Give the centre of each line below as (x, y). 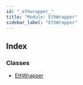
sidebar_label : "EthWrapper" (42, 22)
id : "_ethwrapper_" (30, 11)
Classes (18, 63)
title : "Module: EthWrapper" (42, 17)
